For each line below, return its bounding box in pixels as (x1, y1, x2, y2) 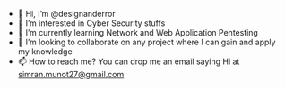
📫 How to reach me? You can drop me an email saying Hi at (17, 56, 240, 67)
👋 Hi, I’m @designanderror (17, 9, 116, 19)
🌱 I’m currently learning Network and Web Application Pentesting (17, 28, 258, 37)
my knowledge (17, 46, 73, 57)
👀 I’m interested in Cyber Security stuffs (17, 18, 166, 28)
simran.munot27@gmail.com (17, 69, 125, 79)
